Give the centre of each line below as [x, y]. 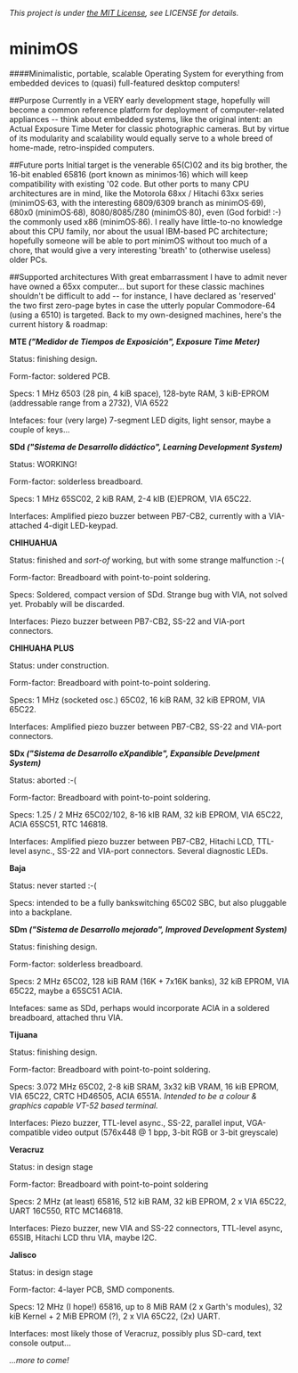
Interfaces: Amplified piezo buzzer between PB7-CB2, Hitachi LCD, [132, 841]
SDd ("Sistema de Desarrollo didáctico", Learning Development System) [146, 447]
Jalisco [23, 1254]
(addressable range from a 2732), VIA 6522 [89, 403]
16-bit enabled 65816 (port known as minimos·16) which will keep [129, 174]
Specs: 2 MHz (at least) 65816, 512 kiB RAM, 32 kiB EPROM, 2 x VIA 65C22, [148, 1201]
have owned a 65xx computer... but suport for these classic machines [137, 286]
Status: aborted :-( [43, 780]
